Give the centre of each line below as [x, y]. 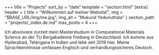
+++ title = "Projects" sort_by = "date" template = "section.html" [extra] [76, 7]
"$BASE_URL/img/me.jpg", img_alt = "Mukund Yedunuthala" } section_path [79, 17]
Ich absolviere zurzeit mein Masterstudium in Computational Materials [74, 32]
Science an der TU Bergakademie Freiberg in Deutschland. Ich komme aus [79, 37]
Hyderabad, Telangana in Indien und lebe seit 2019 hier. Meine [67, 42]
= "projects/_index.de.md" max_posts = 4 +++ [51, 22]
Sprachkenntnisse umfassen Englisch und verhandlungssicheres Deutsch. [79, 47]
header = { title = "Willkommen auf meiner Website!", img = [64, 12]
